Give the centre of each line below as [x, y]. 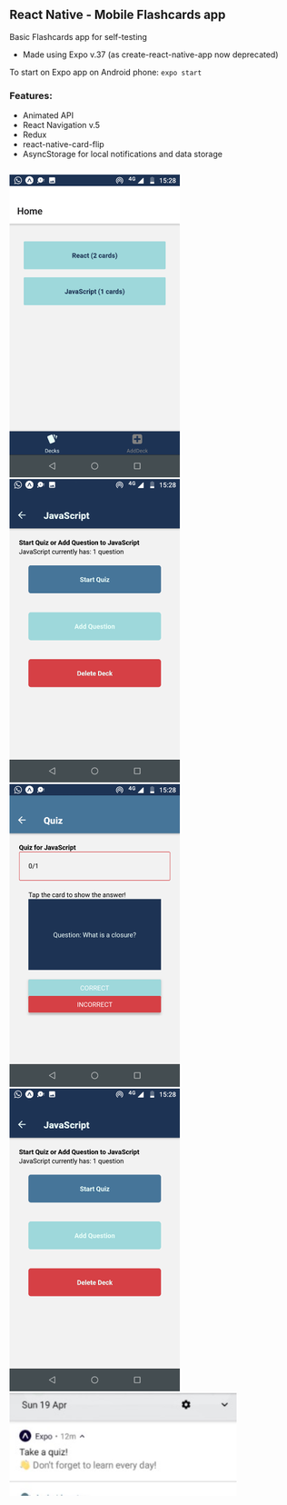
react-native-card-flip [63, 145]
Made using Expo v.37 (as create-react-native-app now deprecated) [150, 55]
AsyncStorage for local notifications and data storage [122, 154]
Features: [31, 95]
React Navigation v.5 [61, 125]
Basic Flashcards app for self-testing [79, 36]
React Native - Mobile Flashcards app [118, 15]
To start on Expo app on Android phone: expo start [106, 72]
